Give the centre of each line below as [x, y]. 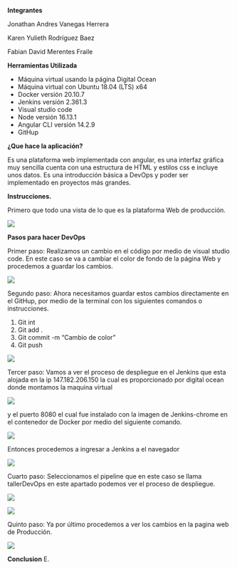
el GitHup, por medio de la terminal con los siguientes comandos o [105, 301]
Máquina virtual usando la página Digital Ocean [87, 79]
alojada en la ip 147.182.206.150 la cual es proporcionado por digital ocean [116, 380]
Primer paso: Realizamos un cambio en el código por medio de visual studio [118, 251]
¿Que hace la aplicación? [45, 146]
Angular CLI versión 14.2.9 [56, 125]
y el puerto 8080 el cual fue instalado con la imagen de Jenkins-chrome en [117, 414]
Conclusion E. [28, 559]
